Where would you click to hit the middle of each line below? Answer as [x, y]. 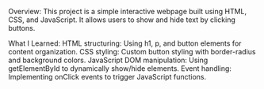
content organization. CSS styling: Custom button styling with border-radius [132, 52]
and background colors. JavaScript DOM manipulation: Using [108, 60]
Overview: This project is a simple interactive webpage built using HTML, [128, 11]
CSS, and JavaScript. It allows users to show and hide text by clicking [122, 20]
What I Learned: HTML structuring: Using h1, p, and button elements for [125, 43]
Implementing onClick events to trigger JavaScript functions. [107, 77]
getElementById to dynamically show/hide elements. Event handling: [120, 69]
